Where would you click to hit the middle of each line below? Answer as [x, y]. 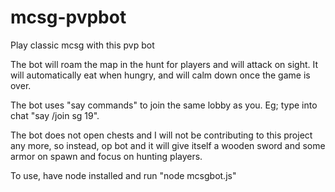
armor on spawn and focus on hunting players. [106, 156]
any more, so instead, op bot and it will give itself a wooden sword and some [168, 145]
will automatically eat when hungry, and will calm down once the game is [160, 75]
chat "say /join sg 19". [55, 115]
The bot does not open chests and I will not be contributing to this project [161, 135]
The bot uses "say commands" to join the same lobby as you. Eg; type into [164, 105]
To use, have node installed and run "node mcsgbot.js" [123, 175]
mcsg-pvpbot [68, 17]
